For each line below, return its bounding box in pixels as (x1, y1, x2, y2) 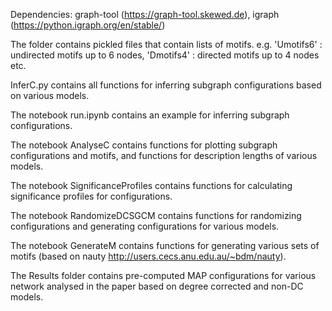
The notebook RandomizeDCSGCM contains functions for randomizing (10, 210, 302, 221)
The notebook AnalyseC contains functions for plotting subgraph (10, 139, 278, 151)
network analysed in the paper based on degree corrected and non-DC (10, 280, 304, 292)
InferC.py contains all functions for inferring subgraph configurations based (10, 79, 322, 91)
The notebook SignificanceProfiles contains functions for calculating (10, 180, 293, 191)
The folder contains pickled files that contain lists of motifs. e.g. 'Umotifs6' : (10, 39, 323, 50)
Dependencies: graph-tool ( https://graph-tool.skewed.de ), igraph (10, 9, 280, 20)
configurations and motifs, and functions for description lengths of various (10, 150, 318, 161)
